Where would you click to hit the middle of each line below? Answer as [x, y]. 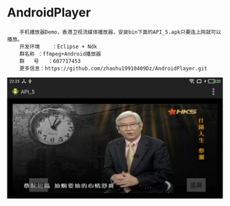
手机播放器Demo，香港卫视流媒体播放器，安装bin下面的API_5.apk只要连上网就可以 [120, 32]
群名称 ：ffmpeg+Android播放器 [60, 54]
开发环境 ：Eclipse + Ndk [58, 47]
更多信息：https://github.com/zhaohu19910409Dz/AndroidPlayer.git [113, 68]
